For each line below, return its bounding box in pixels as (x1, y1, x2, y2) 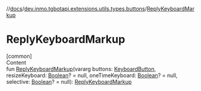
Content (6, 58, 27, 66)
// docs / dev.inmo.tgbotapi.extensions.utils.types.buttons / (6, 5, 147, 12)
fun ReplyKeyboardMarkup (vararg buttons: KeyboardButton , (6, 65, 156, 72)
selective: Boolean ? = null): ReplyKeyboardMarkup (6, 78, 132, 85)
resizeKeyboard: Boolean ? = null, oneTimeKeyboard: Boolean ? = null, (6, 72, 178, 79)
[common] (6, 52, 32, 60)
